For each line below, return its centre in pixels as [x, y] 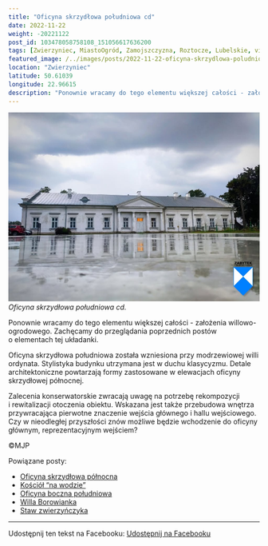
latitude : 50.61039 [41, 76]
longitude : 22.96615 [43, 84]
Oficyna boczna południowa [66, 493]
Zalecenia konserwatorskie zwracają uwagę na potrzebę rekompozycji [124, 396]
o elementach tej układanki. [53, 339]
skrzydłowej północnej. [46, 381]
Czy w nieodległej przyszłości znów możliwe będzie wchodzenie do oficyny [133, 421]
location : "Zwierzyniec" [49, 68]
